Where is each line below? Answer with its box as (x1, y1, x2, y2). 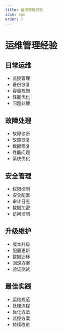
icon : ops (5, 12, 26, 17)
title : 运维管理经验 (5, 7, 43, 12)
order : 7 (5, 16, 23, 21)
